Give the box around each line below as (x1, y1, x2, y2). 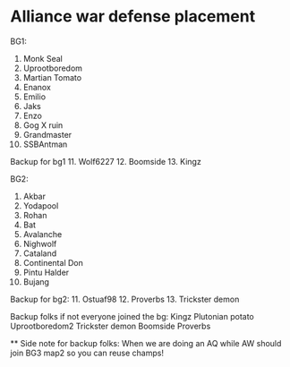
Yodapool (22, 200, 59, 211)
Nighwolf (22, 238, 57, 249)
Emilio (22, 91, 47, 102)
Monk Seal (22, 53, 64, 64)
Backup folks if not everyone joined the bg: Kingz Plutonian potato (10, 311, 254, 321)
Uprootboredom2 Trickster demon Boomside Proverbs (10, 320, 211, 331)
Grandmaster (22, 129, 72, 140)
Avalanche (22, 228, 63, 239)
